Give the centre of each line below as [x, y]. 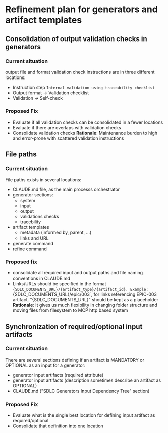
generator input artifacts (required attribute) [58, 375]
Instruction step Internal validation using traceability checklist [84, 87]
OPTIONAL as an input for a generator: [45, 365]
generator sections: [33, 195]
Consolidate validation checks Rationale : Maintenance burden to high [85, 133]
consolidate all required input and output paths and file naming [78, 273]
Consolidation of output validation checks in [76, 39]
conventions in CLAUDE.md [41, 278]
